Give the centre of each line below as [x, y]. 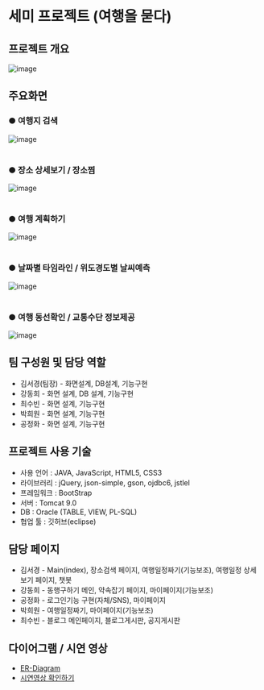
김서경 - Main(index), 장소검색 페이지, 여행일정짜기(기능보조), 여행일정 [131, 570]
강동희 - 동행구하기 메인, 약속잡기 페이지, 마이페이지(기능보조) [117, 590]
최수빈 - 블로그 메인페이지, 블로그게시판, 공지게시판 [100, 621]
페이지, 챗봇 [54, 580]
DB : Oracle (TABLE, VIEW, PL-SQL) [78, 512]
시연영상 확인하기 [47, 678]
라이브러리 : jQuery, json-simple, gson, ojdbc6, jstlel [105, 482]
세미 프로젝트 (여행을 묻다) [90, 17]
